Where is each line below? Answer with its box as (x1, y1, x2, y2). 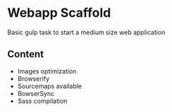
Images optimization (17, 66, 77, 75)
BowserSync (17, 89, 55, 97)
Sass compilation (17, 97, 68, 105)
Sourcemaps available (17, 82, 82, 90)
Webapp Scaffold (7, 5, 111, 21)
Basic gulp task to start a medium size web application (7, 28, 166, 36)
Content (7, 48, 44, 60)
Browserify (17, 74, 49, 83)
